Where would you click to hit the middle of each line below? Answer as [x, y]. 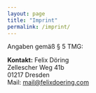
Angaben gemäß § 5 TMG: [46, 47]
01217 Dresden [29, 75]
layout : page [26, 14]
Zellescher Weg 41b [36, 68]
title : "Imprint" [33, 20]
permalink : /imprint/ [39, 27]
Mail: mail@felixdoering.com [48, 83]
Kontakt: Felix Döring [38, 60]
